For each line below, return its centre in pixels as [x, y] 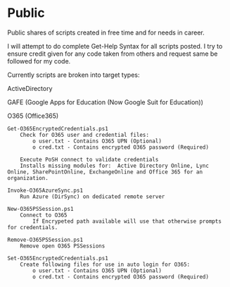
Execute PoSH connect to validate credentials [89, 159]
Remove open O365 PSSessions [63, 246]
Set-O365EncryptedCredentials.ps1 [58, 258]
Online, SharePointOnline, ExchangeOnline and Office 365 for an [105, 172]
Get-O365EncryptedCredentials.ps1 [58, 128]
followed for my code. [39, 61]
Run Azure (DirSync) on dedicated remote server [92, 196]
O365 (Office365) [33, 116]
